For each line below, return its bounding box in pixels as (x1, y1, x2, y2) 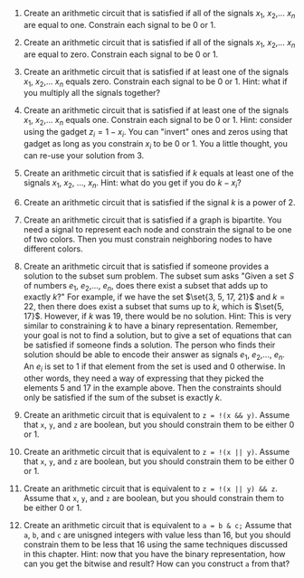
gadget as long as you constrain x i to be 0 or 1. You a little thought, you (23, 137, 289, 151)
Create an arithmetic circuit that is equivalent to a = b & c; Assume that (23, 519, 292, 530)
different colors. (23, 243, 84, 254)
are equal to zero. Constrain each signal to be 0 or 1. (23, 49, 219, 60)
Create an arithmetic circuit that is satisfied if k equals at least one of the (23, 167, 294, 178)
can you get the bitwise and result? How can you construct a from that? (23, 558, 290, 569)
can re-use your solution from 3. (23, 149, 145, 161)
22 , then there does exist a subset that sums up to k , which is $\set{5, (23, 301, 284, 312)
